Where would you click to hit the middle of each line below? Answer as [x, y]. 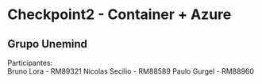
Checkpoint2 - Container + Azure [119, 15]
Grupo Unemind [48, 44]
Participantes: [30, 63]
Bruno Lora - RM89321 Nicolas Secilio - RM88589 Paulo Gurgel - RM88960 [131, 71]
